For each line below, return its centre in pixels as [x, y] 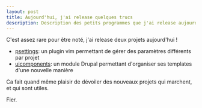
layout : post [23, 12]
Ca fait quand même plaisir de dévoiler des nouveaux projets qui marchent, [99, 82]
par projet [27, 58]
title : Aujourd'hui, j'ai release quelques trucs [70, 17]
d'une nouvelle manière [44, 70]
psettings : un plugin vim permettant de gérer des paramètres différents [103, 51]
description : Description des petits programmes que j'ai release [91, 23]
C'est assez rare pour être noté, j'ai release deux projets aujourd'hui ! [92, 40]
